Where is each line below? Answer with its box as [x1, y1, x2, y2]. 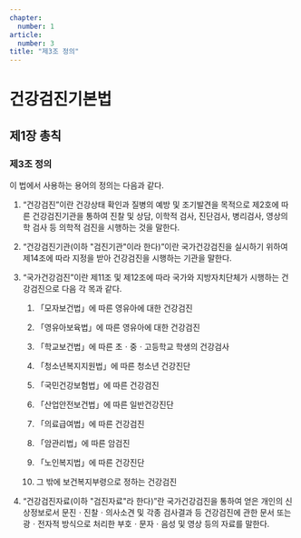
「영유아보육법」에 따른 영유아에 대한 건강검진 [35, 322, 201, 333]
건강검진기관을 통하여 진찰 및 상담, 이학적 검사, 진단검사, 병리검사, [32, 211, 265, 221]
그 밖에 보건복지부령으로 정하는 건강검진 [35, 476, 178, 487]
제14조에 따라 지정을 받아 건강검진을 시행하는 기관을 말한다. [22, 253, 233, 264]
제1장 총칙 [9, 128, 62, 144]
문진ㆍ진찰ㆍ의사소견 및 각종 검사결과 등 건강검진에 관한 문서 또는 [62, 507, 292, 518]
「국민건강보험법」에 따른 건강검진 [35, 380, 160, 391]
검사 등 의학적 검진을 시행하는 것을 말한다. [32, 222, 180, 233]
